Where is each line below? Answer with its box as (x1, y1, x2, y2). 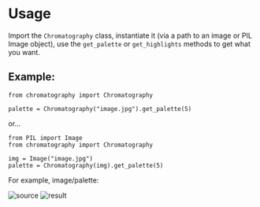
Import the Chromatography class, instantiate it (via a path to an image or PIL (8, 31, 252, 40)
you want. (8, 47, 41, 57)
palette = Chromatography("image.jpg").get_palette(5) (8, 105, 192, 113)
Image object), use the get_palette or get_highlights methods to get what (8, 39, 251, 48)
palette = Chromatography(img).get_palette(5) (8, 161, 164, 169)
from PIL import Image (8, 134, 83, 142)
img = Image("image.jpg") (8, 154, 93, 162)
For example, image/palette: (8, 175, 99, 185)
